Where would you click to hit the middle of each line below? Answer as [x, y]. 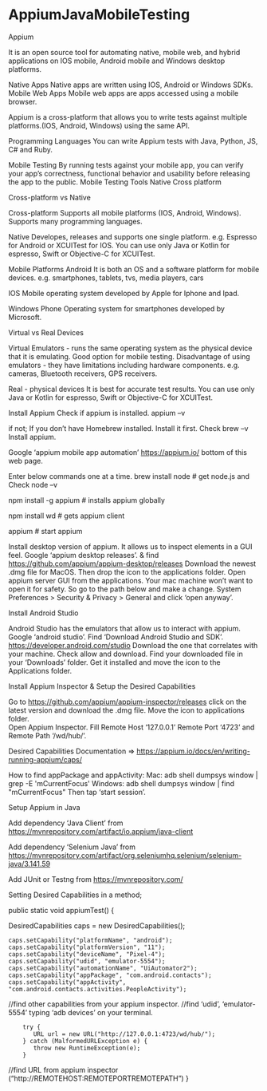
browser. [23, 101]
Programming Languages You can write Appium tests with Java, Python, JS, [133, 140]
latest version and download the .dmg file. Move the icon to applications [126, 710]
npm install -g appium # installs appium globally [87, 500]
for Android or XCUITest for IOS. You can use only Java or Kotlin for [119, 245]
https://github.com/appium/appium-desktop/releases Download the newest [132, 563]
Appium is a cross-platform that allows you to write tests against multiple [128, 117]
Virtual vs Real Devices [46, 332]
